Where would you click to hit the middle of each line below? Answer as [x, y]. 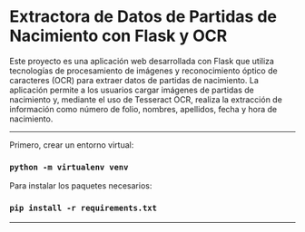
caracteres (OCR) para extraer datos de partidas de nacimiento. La [134, 80]
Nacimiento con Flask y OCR [118, 36]
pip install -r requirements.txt [83, 208]
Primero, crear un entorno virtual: [72, 145]
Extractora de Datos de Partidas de [143, 17]
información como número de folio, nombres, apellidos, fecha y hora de [143, 109]
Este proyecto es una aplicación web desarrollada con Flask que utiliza [142, 61]
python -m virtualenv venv [69, 167]
